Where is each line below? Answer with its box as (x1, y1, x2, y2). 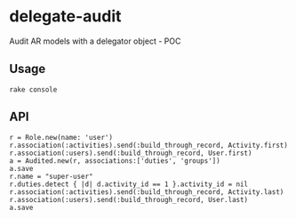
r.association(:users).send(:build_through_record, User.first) (9, 149, 252, 158)
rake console (9, 85, 58, 94)
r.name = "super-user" (9, 172, 93, 181)
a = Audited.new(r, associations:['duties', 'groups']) (9, 156, 220, 166)
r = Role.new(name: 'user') (9, 133, 114, 142)
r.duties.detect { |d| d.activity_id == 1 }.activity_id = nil (9, 180, 249, 189)
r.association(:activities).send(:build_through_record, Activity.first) (9, 141, 289, 150)
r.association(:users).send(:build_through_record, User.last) (9, 195, 249, 204)
